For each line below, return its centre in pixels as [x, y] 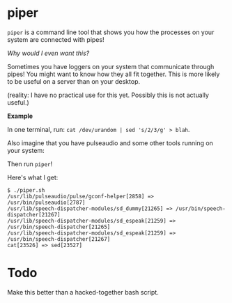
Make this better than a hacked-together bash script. [83, 292]
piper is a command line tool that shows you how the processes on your [111, 32]
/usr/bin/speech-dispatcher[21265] [59, 227]
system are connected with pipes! [56, 39]
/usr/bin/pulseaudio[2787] [46, 202]
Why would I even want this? [48, 53]
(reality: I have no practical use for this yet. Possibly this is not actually [108, 95]
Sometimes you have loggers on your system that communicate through [111, 66]
